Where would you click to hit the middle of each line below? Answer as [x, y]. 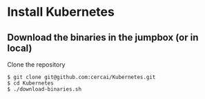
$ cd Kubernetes [30, 83]
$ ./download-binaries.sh [44, 89]
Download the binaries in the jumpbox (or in [103, 37]
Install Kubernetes [61, 12]
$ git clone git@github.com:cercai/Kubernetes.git [81, 77]
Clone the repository [36, 65]
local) [20, 48]
